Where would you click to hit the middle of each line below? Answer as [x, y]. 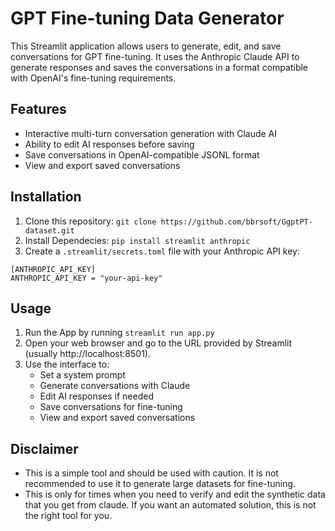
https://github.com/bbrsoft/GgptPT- [236, 222]
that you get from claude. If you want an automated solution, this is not [170, 505]
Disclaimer [44, 448]
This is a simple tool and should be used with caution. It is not [151, 473]
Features [38, 109]
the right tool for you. [68, 516]
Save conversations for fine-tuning [111, 407]
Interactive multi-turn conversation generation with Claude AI [151, 133]
